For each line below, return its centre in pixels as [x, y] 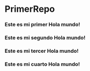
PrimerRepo [30, 9]
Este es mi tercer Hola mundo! [42, 51]
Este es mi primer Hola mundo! [43, 25]
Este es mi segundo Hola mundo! [45, 38]
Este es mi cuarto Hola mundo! [42, 64]
